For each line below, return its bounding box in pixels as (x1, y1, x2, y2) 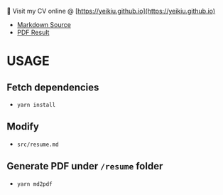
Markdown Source (16, 21, 72, 28)
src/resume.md (16, 141, 59, 148)
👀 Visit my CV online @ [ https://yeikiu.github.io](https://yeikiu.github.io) (6, 7, 216, 15)
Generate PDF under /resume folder (6, 160, 163, 172)
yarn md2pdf (16, 180, 53, 188)
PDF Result (16, 28, 50, 36)
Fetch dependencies (6, 81, 99, 93)
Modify (6, 121, 40, 133)
